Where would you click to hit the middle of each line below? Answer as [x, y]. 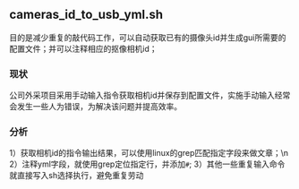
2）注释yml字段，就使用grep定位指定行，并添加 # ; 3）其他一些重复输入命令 [147, 164]
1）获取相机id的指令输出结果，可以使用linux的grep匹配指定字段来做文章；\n [149, 153]
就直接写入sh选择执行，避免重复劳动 [77, 176]
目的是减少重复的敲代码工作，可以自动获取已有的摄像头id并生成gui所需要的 [148, 37]
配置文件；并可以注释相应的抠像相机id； [83, 48]
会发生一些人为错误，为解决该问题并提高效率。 [95, 107]
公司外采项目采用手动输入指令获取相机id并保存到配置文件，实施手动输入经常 [150, 95]
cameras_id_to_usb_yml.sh [86, 15]
